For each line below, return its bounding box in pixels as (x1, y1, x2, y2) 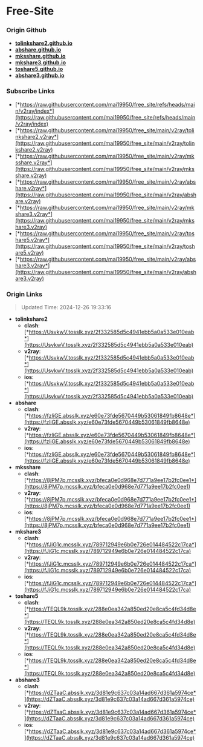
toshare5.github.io (14, 65, 63, 73)
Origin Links (6, 290, 43, 298)
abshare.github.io (14, 46, 62, 53)
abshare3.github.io (14, 72, 65, 79)
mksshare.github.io (14, 53, 66, 60)
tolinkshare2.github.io (14, 39, 72, 47)
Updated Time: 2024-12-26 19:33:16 (21, 304, 112, 311)
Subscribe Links (6, 87, 55, 95)
